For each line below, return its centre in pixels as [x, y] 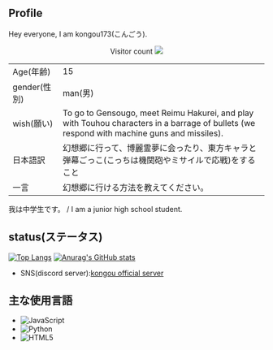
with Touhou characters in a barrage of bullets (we [159, 123]
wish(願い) [33, 123]
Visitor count [131, 51]
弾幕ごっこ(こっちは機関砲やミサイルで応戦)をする [159, 160]
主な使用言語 [41, 301]
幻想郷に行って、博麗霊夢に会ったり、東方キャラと [160, 148]
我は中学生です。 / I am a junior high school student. [95, 209]
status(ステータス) [56, 238]
